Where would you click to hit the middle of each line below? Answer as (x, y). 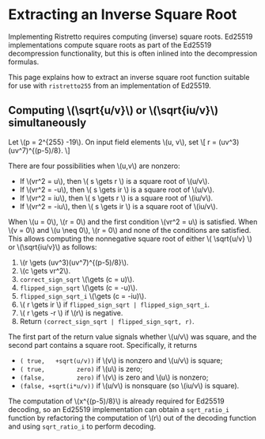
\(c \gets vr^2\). (45, 270)
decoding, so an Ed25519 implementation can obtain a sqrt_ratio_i (119, 409)
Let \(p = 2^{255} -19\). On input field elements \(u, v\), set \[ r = (113, 142)
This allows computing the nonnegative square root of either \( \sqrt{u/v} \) (131, 239)
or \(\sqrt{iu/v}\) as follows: (53, 246)
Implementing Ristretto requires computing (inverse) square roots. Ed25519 (131, 36)
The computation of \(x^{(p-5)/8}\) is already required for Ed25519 (116, 401)
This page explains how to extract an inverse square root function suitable (129, 77)
